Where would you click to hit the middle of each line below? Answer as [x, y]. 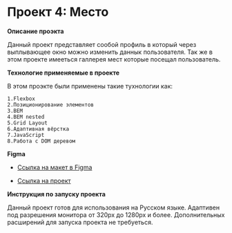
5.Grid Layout [28, 123]
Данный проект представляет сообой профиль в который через [102, 44]
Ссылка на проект [44, 180]
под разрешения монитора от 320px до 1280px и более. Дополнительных [116, 214]
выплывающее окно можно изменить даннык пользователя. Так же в [110, 52]
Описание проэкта [36, 31]
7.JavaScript [26, 135]
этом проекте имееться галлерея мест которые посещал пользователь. [114, 59]
